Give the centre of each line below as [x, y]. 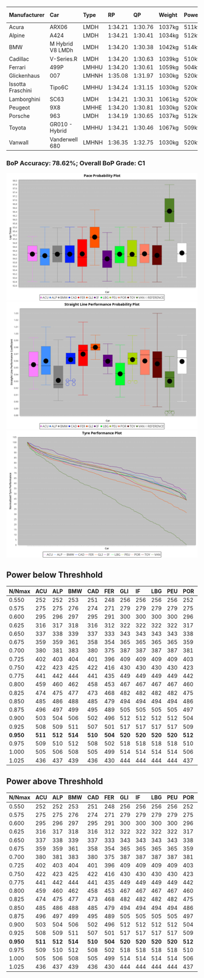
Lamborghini [25, 99]
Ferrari [17, 67]
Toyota [17, 128]
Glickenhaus [24, 76]
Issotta [17, 84]
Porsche [19, 116]
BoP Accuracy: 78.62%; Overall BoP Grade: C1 [76, 163]
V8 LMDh [61, 50]
